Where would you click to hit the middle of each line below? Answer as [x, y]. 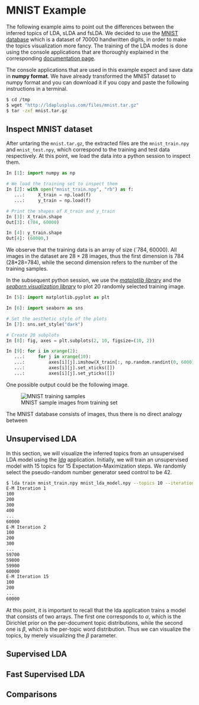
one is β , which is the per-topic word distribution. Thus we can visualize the [98, 629]
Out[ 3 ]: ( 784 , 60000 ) [33, 222]
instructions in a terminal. [37, 88]
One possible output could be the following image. [68, 385]
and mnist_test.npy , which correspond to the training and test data [88, 150]
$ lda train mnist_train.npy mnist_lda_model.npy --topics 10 [84, 483]
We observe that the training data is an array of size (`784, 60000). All [92, 250]
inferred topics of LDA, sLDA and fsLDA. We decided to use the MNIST [92, 33]
